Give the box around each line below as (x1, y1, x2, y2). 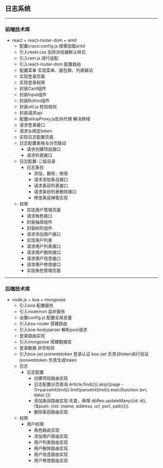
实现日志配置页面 (19, 134, 54, 140)
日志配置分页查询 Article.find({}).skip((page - (33, 382, 124, 387)
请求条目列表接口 (33, 183, 68, 188)
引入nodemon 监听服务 (19, 309, 65, 315)
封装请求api (19, 110, 43, 116)
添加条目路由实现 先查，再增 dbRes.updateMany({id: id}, (33, 398, 147, 404)
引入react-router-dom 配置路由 (19, 61, 81, 67)
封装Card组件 (19, 85, 47, 91)
